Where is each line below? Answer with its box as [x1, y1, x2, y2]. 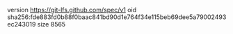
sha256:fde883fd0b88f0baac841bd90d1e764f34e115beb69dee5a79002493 [7, 13, 227, 21]
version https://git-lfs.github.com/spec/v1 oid [7, 6, 137, 14]
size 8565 [37, 20, 66, 28]
